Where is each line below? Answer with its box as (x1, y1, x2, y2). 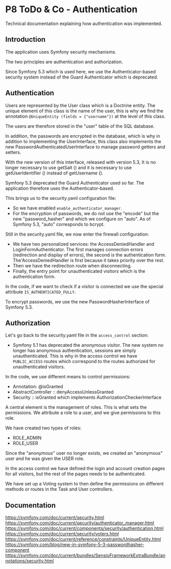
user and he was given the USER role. (5, 455, 85, 462)
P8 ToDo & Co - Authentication (5, 4, 138, 15)
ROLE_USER (12, 440, 38, 447)
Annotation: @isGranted (12, 383, 63, 390)
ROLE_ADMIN (12, 435, 42, 441)
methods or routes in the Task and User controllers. (5, 486, 114, 493)
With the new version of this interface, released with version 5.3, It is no (5, 159, 156, 165)
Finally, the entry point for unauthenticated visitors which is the (12, 268, 145, 274)
